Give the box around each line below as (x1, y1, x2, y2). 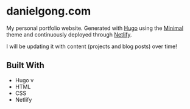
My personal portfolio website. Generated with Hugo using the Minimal (6, 24, 184, 32)
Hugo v (15, 76, 34, 83)
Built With (6, 60, 44, 71)
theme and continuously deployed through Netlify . (6, 30, 132, 38)
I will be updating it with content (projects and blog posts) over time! (6, 43, 178, 50)
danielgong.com (6, 4, 91, 18)
